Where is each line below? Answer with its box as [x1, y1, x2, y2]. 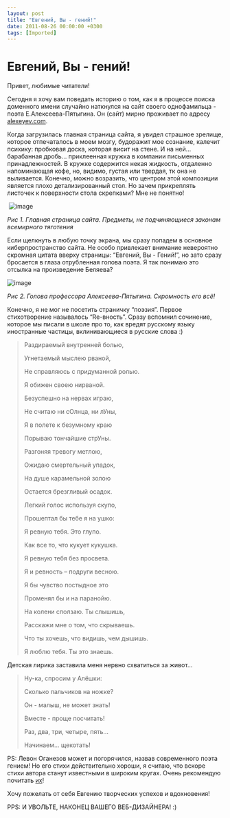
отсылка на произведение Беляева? [7, 266, 113, 274]
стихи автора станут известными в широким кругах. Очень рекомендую [7, 769, 221, 777]
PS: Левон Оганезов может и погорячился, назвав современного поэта [7, 755, 218, 763]
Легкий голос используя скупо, [23, 501, 117, 510]
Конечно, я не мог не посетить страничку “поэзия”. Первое [7, 306, 183, 314]
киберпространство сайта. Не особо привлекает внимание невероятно [7, 244, 218, 252]
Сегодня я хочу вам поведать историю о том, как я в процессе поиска [7, 95, 216, 103]
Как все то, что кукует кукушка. [23, 541, 118, 549]
